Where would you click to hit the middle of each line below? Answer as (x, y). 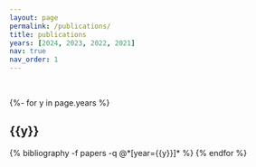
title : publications (48, 34)
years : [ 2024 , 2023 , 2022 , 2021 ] (72, 43)
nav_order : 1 (34, 60)
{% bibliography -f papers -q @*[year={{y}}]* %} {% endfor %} (128, 153)
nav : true (28, 51)
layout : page (34, 18)
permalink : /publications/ (60, 26)
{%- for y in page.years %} (60, 103)
